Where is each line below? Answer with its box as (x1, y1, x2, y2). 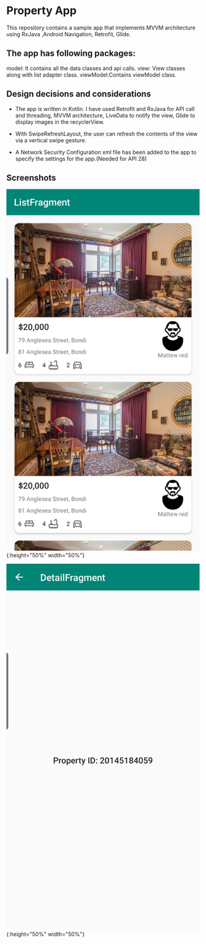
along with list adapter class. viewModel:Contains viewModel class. (6, 71, 177, 78)
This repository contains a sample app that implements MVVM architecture (6, 24, 196, 31)
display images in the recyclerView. (15, 118, 105, 126)
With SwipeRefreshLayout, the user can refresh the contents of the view (15, 130, 198, 137)
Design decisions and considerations (6, 89, 151, 99)
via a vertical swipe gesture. (15, 136, 87, 144)
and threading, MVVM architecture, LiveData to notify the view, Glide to (15, 112, 196, 119)
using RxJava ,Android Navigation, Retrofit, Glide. (6, 30, 131, 37)
